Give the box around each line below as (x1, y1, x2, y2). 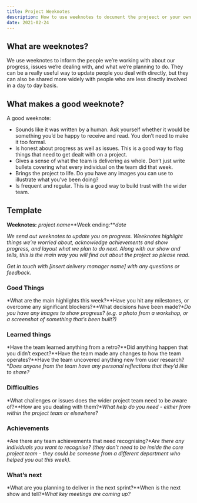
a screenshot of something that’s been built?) (6, 316, 117, 323)
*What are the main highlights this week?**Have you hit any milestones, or (6, 297, 189, 304)
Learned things (6, 331, 51, 339)
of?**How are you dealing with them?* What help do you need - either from (6, 403, 191, 410)
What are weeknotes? (6, 41, 89, 51)
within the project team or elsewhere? (6, 409, 98, 417)
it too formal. (15, 139, 46, 145)
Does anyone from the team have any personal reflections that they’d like (9, 362, 188, 369)
